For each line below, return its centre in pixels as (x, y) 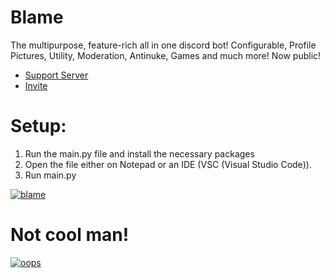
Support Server (56, 75)
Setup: (38, 126)
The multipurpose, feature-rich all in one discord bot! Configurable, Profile (163, 45)
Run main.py (50, 175)
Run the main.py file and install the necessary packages (139, 153)
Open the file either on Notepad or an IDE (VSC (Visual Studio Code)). (168, 164)
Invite (36, 85)
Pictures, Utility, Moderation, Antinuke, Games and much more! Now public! (166, 55)
